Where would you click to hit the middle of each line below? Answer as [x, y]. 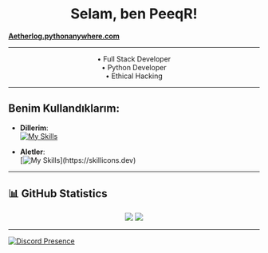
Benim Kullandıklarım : [64, 109]
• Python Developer [134, 67]
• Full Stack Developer [134, 59]
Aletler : [32, 152]
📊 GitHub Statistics [58, 194]
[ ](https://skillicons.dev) [78, 160]
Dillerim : [34, 128]
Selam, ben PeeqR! [134, 14]
